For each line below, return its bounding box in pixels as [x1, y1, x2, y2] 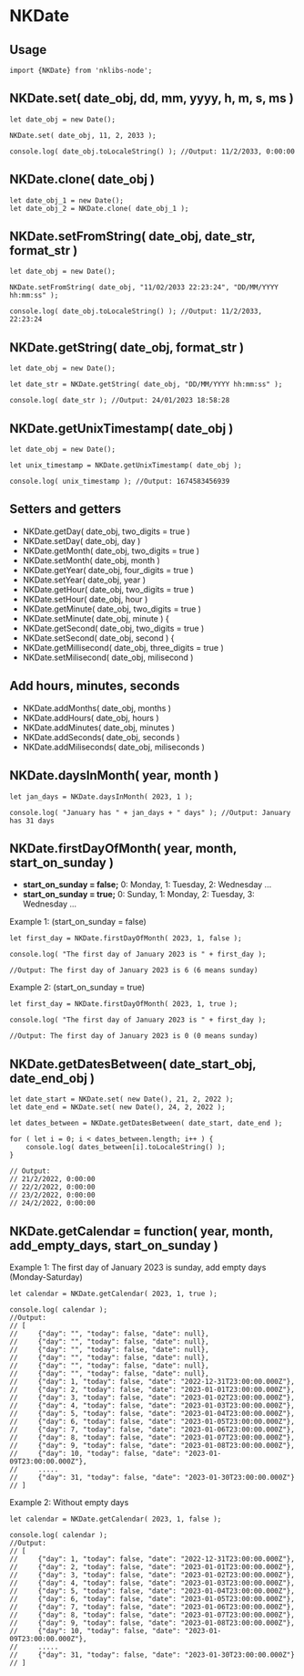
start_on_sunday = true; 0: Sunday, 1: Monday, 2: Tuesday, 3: [22, 889, 255, 900]
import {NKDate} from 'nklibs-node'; [9, 66, 153, 75]
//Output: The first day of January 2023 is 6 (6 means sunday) [9, 966, 258, 975]
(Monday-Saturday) [9, 1271, 84, 1283]
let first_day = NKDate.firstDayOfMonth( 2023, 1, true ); [9, 1000, 238, 1009]
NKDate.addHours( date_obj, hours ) [22, 712, 159, 723]
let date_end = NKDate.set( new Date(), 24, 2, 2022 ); [9, 1103, 226, 1112]
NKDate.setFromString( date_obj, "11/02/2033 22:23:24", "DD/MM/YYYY [9, 283, 279, 292]
